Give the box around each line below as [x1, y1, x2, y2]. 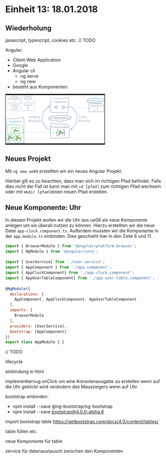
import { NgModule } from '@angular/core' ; [5, 249, 99, 254]
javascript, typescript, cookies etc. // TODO [5, 37, 96, 43]
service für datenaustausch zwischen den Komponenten [5, 448, 123, 454]
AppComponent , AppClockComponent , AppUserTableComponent [14, 297, 137, 302]
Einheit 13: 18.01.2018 [5, 4, 98, 15]
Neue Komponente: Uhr [5, 203, 81, 212]
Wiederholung [5, 24, 52, 32]
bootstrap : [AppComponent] [10, 329, 67, 334]
